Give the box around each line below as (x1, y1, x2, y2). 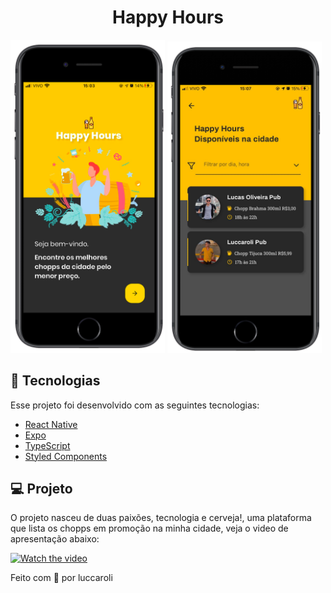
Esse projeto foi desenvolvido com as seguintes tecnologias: (10, 399, 260, 411)
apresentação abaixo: (10, 533, 100, 545)
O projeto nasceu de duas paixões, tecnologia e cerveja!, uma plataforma (10, 512, 312, 524)
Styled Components (24, 450, 108, 462)
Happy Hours (111, 6, 225, 29)
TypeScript (24, 439, 71, 451)
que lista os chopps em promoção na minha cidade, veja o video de (10, 522, 289, 535)
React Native (24, 418, 78, 430)
